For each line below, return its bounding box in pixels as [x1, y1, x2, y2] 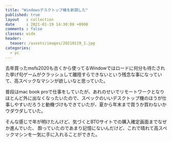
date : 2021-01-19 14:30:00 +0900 [5, 21, 88, 27]
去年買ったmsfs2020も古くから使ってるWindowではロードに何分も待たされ [5, 65, 165, 71]
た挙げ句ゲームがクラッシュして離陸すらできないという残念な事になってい [5, 71, 163, 77]
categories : [5, 45, 31, 51]
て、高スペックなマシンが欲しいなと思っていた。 [5, 78, 108, 84]
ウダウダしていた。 [5, 108, 46, 114]
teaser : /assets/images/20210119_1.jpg [10, 41, 95, 46]
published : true [5, 12, 40, 17]
